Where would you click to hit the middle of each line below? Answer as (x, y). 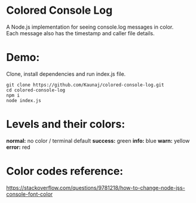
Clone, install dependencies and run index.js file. (66, 74)
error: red (19, 147)
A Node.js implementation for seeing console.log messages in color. (90, 27)
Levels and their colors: (66, 124)
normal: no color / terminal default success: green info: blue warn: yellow (98, 140)
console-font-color (30, 194)
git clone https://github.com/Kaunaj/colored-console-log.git (85, 85)
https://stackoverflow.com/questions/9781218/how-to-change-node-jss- (96, 187)
